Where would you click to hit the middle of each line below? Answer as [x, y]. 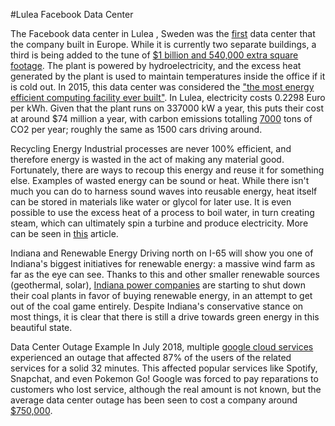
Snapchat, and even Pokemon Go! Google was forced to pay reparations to [164, 378]
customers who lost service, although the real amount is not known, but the [166, 389]
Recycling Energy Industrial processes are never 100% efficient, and [151, 148]
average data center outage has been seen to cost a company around [154, 400]
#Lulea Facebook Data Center [72, 14]
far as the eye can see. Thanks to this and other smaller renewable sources [165, 274]
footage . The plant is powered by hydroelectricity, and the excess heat [156, 65]
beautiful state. [41, 327]
